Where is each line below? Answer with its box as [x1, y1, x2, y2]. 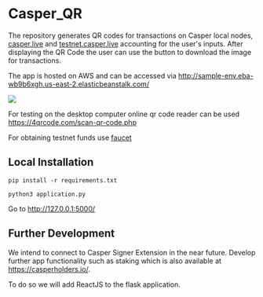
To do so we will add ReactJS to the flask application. [8, 280, 181, 289]
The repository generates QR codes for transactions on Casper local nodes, [8, 31, 254, 40]
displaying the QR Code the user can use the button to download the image [8, 47, 252, 57]
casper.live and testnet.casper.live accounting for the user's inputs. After [8, 38, 243, 48]
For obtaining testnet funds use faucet [8, 133, 132, 142]
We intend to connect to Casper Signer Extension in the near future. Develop [8, 247, 256, 257]
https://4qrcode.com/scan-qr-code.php [8, 117, 137, 126]
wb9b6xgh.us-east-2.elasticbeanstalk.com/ [8, 79, 150, 89]
